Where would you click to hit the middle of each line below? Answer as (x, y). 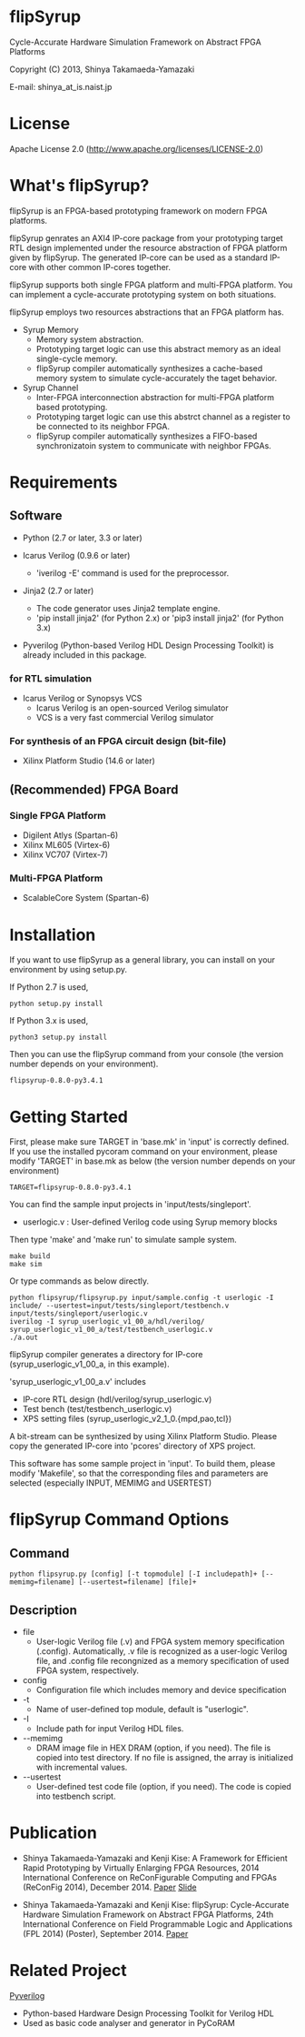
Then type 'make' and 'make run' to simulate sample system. (123, 1240)
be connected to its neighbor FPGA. (103, 426)
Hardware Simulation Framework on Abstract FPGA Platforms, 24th (148, 1915)
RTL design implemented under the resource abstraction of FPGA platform (148, 247)
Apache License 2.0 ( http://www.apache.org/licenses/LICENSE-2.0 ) (136, 148)
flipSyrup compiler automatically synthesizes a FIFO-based (147, 436)
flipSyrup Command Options (119, 1520)
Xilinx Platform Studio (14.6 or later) (89, 761)
